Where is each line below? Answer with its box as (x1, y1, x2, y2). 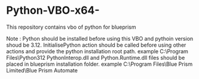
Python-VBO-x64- (6, 4, 100, 17)
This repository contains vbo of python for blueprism (6, 23, 136, 31)
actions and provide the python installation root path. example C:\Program (6, 47, 188, 54)
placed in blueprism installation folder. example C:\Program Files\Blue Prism (6, 60, 193, 68)
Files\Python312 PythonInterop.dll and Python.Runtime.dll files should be (6, 54, 185, 61)
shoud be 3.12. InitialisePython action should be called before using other (6, 41, 186, 48)
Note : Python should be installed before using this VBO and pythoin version (6, 35, 194, 42)
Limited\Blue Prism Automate (6, 66, 78, 74)
